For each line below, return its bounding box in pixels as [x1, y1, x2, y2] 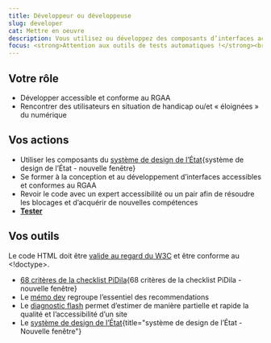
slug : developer [8, 19, 63, 27]
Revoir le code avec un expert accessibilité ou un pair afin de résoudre [19, 188, 255, 198]
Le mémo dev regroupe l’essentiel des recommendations [19, 291, 210, 302]
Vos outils [8, 229, 60, 243]
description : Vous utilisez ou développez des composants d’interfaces [8, 34, 254, 43]
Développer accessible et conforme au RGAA [19, 93, 171, 102]
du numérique [19, 110, 67, 119]
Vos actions [8, 134, 69, 147]
